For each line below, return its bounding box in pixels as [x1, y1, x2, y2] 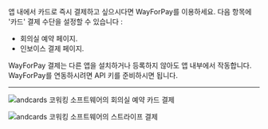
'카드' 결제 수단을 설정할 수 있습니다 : [8, 17, 124, 26]
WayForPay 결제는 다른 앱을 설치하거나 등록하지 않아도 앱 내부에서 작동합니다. [8, 61, 252, 70]
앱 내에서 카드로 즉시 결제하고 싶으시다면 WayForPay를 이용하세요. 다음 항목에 [8, 7, 252, 16]
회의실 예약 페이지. [19, 34, 78, 43]
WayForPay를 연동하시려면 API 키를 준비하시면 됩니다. [8, 71, 178, 80]
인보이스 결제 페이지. [19, 44, 85, 53]
